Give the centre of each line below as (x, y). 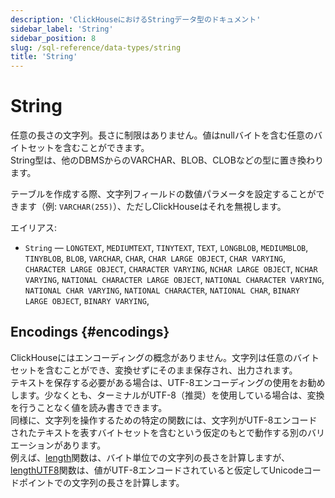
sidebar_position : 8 (53, 38)
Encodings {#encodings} (90, 332)
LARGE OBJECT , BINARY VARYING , (87, 301)
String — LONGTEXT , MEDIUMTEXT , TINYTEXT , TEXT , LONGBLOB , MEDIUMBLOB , (166, 248)
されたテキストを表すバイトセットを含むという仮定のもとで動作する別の (159, 432)
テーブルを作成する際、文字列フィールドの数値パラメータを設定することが (163, 194)
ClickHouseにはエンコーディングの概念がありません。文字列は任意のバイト (165, 357)
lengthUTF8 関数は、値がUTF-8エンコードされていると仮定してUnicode (157, 470)
